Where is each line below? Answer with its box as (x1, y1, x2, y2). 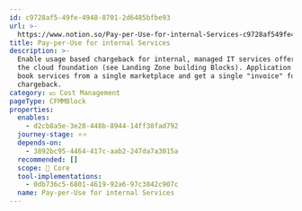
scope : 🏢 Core (17, 163, 70, 172)
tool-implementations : (17, 171, 102, 180)
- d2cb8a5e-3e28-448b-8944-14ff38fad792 (25, 122, 179, 131)
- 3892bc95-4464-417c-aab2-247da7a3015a (25, 146, 179, 155)
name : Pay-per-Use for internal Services (17, 189, 175, 198)
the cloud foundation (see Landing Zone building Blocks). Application (17, 64, 292, 73)
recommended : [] (17, 154, 78, 164)
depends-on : (17, 138, 63, 147)
